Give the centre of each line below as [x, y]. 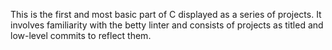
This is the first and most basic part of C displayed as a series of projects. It [166, 14]
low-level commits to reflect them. [81, 35]
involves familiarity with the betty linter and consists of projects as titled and [167, 25]
